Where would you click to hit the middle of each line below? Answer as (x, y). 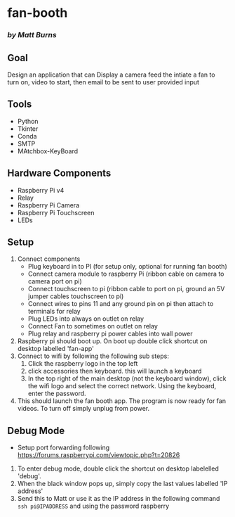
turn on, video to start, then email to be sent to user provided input (103, 82)
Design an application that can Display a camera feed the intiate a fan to (111, 75)
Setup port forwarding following (63, 447)
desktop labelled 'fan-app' (56, 349)
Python (28, 121)
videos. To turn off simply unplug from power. (83, 409)
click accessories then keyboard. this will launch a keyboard (115, 371)
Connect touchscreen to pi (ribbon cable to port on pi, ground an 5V (126, 289)
